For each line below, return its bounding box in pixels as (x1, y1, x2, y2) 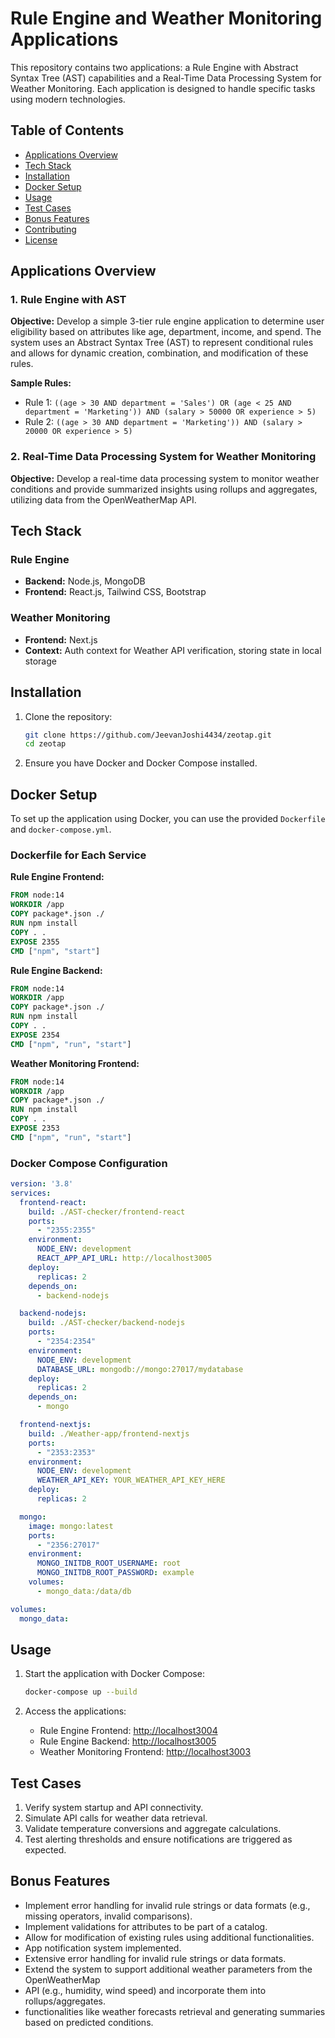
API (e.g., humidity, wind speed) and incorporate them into (24, 1984, 267, 1996)
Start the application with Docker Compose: (24, 1668, 205, 1680)
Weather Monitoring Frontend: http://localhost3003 (39, 1746, 252, 1758)
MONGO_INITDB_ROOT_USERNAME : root (36, 1558, 182, 1569)
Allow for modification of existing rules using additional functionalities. (24, 1931, 315, 1943)
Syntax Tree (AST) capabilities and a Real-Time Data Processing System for (10, 72, 322, 84)
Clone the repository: (24, 710, 113, 722)
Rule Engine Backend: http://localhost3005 (39, 1735, 217, 1747)
